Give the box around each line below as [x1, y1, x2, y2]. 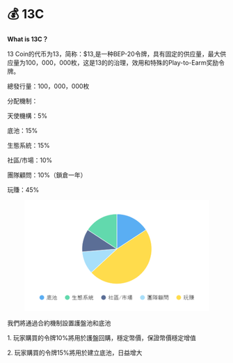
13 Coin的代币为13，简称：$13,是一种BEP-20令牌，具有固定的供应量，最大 [7, 49, 220, 58]
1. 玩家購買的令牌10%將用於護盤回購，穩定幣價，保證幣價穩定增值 [7, 333, 196, 342]
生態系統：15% [7, 141, 50, 149]
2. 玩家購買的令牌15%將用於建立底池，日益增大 [7, 348, 143, 357]
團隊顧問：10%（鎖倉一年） [7, 171, 87, 179]
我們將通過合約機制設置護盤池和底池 [7, 318, 111, 327]
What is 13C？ [7, 35, 49, 43]
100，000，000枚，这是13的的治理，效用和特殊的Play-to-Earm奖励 [25, 58, 219, 67]
